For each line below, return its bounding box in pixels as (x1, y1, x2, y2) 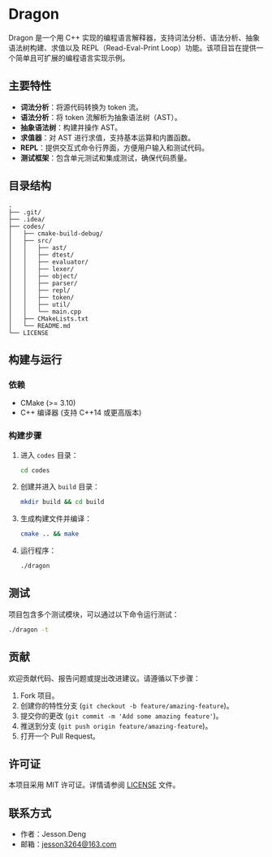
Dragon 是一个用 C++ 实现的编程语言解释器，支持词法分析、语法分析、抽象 (8, 32, 261, 42)
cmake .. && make (19, 530, 80, 538)
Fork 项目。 (19, 691, 59, 700)
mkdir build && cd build (19, 498, 105, 506)
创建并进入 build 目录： (19, 482, 100, 492)
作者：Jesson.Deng (19, 829, 87, 839)
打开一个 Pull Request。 (19, 731, 100, 741)
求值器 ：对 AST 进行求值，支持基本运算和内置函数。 (19, 132, 196, 142)
